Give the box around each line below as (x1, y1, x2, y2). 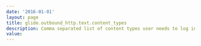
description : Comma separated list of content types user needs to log (6, 25, 188, 32)
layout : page (6, 14, 39, 20)
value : (6, 31, 23, 37)
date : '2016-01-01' (6, 8, 55, 15)
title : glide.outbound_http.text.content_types (6, 20, 127, 26)
